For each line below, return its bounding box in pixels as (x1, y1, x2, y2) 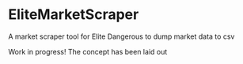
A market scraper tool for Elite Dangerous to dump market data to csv (8, 32, 235, 41)
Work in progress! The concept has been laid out (8, 47, 168, 56)
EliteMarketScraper (8, 6, 139, 24)
